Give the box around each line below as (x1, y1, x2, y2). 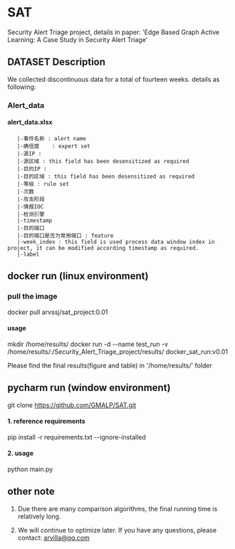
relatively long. (17, 512, 61, 521)
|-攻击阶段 (16, 195, 45, 203)
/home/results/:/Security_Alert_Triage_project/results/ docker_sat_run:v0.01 (7, 347, 228, 356)
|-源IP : (16, 150, 42, 157)
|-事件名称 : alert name (16, 135, 87, 142)
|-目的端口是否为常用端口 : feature (16, 232, 114, 239)
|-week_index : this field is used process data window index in (16, 238, 215, 246)
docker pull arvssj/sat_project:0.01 (7, 308, 108, 316)
